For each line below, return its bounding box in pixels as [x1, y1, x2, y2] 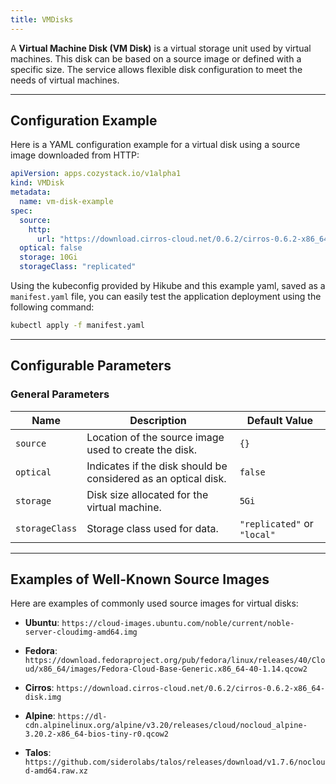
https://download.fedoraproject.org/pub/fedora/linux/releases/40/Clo [24, 656, 326, 666]
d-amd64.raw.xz [24, 766, 89, 776]
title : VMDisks [10, 14, 74, 25]
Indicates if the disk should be [86, 459, 228, 473]
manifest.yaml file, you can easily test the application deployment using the [10, 291, 322, 303]
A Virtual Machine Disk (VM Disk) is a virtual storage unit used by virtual [10, 42, 312, 54]
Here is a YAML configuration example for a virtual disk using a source [10, 139, 301, 151]
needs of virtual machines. [10, 74, 120, 86]
